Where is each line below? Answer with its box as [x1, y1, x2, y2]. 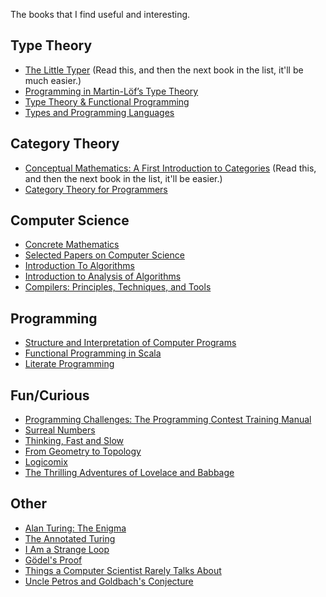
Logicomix [24, 456, 68, 468]
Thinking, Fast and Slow [24, 435, 124, 447]
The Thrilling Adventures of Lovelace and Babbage [24, 467, 235, 479]
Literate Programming [24, 358, 115, 370]
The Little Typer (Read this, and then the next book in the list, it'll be [24, 64, 304, 76]
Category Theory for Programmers [24, 183, 168, 195]
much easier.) [24, 74, 82, 86]
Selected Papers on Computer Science [24, 249, 185, 261]
